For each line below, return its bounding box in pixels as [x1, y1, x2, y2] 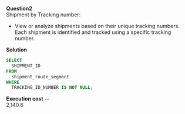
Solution [6, 46, 28, 53]
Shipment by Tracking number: [6, 11, 81, 18]
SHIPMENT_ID [11, 63, 41, 69]
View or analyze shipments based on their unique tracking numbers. [14, 23, 180, 29]
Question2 [6, 5, 32, 12]
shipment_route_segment [11, 74, 69, 80]
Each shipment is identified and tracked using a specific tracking [14, 29, 171, 36]
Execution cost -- [6, 95, 50, 102]
